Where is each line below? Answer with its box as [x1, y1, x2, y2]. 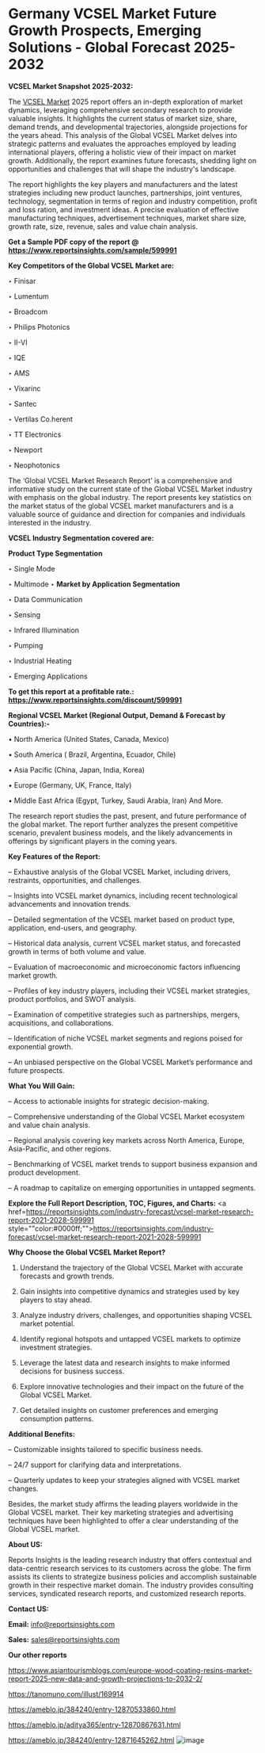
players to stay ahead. [19, 1295, 93, 1304]
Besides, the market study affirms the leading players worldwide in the [8, 1499, 239, 1508]
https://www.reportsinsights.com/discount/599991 [8, 695, 182, 705]
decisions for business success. [19, 1366, 125, 1376]
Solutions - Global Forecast [8, 39, 191, 56]
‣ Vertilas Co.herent [8, 414, 74, 424]
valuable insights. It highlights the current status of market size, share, [8, 113, 237, 123]
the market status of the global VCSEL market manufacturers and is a [8, 501, 234, 510]
